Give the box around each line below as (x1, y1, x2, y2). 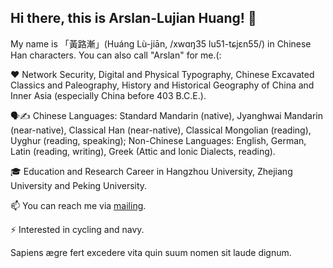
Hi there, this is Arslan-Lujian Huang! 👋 (10, 10, 257, 27)
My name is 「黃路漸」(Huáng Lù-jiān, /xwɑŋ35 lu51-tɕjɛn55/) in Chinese (10, 37, 312, 50)
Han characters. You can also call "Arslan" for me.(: (10, 49, 222, 61)
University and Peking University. (10, 179, 148, 191)
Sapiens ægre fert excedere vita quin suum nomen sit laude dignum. (10, 246, 292, 258)
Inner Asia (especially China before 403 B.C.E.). (10, 89, 207, 101)
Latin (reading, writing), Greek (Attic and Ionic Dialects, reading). (10, 145, 276, 157)
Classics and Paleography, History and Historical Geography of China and (10, 79, 315, 91)
